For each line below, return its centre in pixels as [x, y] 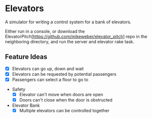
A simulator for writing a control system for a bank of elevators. [68, 22]
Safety [19, 89]
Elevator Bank [26, 105]
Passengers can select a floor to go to [50, 79]
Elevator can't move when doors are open [61, 94]
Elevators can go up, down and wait [48, 68]
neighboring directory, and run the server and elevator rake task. [70, 41]
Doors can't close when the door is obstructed [66, 100]
